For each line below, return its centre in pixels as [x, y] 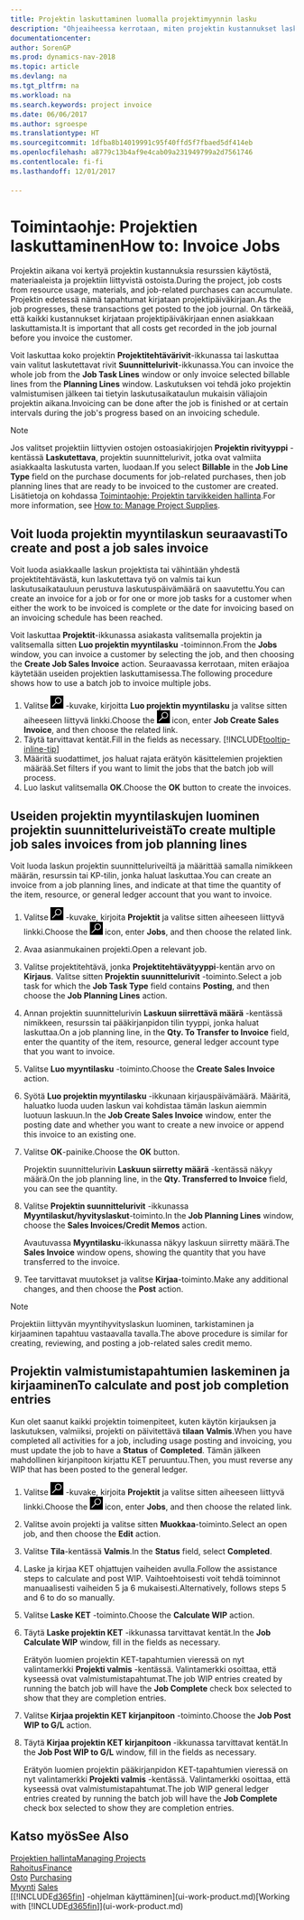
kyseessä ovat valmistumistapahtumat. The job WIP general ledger [146, 1788]
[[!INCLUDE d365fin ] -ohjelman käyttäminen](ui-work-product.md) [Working [150, 1897]
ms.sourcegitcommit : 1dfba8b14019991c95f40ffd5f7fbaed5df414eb [132, 143]
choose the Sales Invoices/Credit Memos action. [115, 1225]
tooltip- [277, 739]
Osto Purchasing [41, 1877]
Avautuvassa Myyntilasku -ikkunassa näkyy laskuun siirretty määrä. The [156, 1243]
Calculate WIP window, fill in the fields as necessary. [122, 1642]
